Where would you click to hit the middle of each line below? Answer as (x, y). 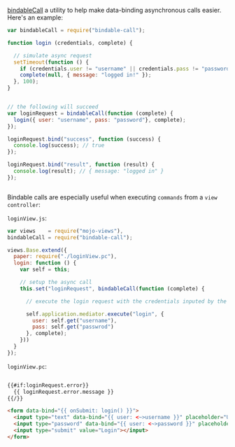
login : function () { (45, 263)
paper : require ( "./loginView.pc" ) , (65, 257)
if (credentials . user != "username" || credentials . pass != (109, 69)
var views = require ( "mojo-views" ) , (65, 231)
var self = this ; (45, 270)
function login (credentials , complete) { (70, 43)
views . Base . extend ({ (37, 250)
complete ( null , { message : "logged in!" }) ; (86, 75)
